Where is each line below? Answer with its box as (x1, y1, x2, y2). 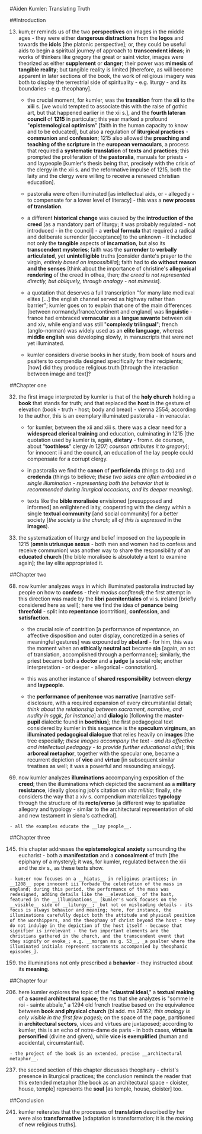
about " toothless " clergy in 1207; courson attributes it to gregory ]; (27, 443, 190, 450)
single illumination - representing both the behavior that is (27, 480, 169, 487)
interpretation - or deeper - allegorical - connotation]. (27, 663, 158, 671)
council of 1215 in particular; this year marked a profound (27, 115, 168, 123)
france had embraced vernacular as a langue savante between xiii (27, 315, 191, 321)
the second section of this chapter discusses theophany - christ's (18, 1066, 179, 1073)
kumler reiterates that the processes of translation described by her (18, 1108, 185, 1115)
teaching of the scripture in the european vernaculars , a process (27, 141, 189, 148)
